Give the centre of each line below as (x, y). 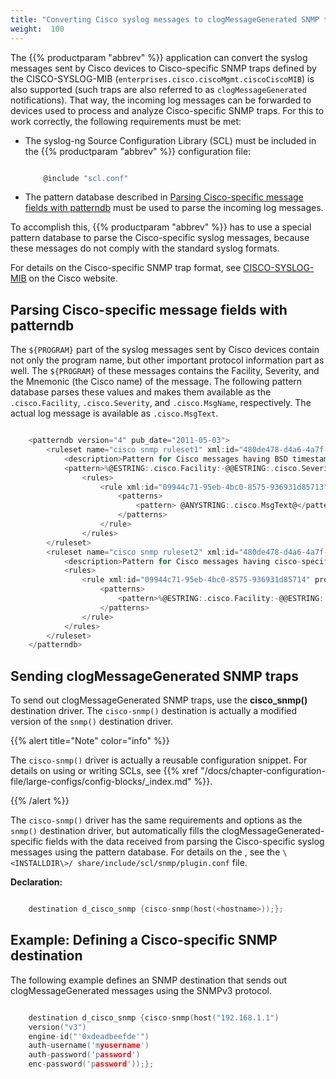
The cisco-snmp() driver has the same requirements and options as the (156, 820)
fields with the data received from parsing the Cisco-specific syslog (185, 842)
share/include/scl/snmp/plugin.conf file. (162, 863)
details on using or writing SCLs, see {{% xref (104, 771)
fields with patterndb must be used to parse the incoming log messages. (174, 208)
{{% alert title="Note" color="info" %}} (90, 741)
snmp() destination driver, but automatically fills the (115, 831)
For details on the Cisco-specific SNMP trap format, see (126, 268)
